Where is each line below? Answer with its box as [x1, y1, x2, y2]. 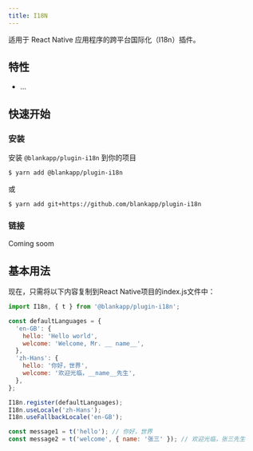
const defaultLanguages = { [8, 317, 102, 325]
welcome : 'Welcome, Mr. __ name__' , [22, 339, 145, 348]
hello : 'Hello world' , [22, 332, 98, 340]
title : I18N [8, 11, 48, 20]
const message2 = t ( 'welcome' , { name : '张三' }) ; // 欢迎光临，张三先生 [8, 435, 246, 444]
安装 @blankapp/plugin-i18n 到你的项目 [8, 153, 137, 162]
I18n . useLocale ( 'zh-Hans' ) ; [8, 405, 102, 414]
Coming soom [8, 239, 54, 249]
